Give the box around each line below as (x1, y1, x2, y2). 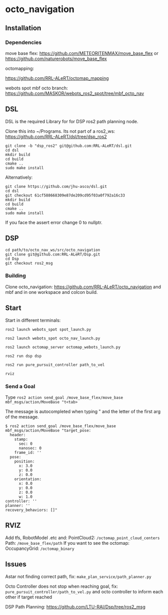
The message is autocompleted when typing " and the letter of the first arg (5, 408, 161, 415)
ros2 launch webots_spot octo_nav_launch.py (5, 336, 100, 341)
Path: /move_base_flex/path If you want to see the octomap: (5, 540, 130, 546)
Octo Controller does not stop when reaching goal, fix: (5, 583, 119, 589)
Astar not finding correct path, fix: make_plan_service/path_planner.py (5, 573, 151, 579)
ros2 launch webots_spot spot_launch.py (5, 327, 92, 332)
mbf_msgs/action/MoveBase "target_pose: (5, 428, 92, 433)
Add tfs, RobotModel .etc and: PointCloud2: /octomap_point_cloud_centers (5, 534, 160, 541)
